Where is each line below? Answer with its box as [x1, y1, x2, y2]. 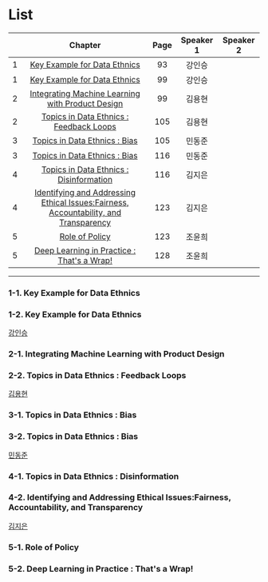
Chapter [69, 39, 101, 50]
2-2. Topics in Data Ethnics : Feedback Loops [8, 370, 187, 381]
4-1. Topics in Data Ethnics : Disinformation [8, 470, 179, 481]
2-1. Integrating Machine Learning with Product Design [8, 349, 225, 360]
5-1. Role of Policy [8, 541, 80, 552]
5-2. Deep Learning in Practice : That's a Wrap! [8, 563, 194, 574]
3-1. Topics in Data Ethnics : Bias [8, 409, 137, 421]
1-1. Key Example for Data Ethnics [8, 287, 141, 298]
